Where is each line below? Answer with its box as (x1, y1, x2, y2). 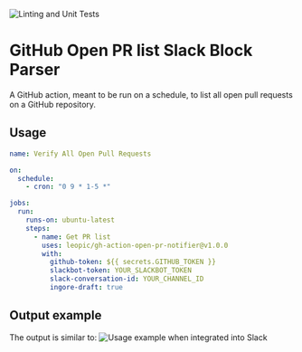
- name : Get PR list (33, 232, 111, 242)
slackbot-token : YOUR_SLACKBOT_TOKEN (49, 266, 193, 275)
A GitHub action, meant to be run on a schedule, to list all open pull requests (9, 89, 294, 100)
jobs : (9, 199, 30, 208)
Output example (9, 308, 102, 323)
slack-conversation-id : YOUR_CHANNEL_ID (49, 274, 204, 284)
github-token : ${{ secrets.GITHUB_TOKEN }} (49, 258, 217, 267)
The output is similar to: (9, 331, 98, 343)
